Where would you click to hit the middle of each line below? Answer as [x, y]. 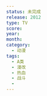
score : [14, 28]
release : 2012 [24, 17]
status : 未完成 [23, 12]
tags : [13, 56]
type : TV [17, 23]
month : [14, 39]
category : [18, 45]
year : [13, 34]
